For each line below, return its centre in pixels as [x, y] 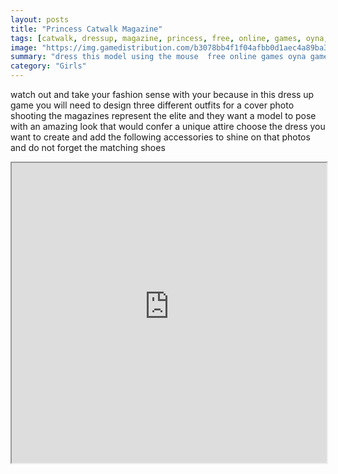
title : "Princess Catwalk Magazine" [86, 29]
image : [24, 47]
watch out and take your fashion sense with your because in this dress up [162, 94]
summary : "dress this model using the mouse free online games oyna [158, 57]
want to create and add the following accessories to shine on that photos [160, 137]
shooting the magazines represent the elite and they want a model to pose [163, 115]
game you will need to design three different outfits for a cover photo [152, 105]
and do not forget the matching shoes [88, 147]
